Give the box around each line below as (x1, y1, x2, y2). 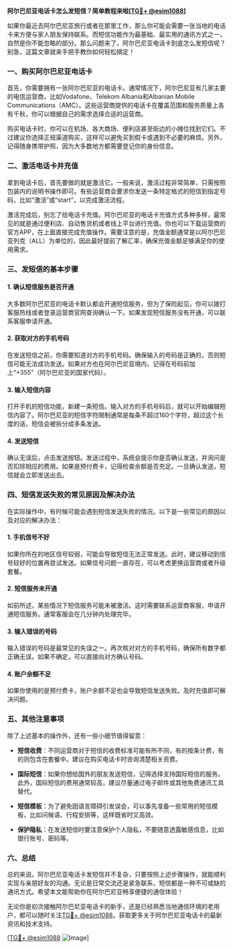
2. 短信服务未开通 (7, 584, 58, 593)
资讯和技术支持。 (7, 920, 56, 928)
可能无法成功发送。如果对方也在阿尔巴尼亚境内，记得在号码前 (12, 359, 189, 368)
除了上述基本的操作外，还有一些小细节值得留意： (7, 731, 147, 740)
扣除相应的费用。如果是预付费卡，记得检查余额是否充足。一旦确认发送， (12, 462, 220, 471)
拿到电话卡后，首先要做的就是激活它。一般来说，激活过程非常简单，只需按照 (7, 178, 226, 186)
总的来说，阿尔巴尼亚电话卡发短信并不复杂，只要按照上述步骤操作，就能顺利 (7, 870, 226, 879)
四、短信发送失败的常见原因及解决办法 (7, 490, 135, 500)
